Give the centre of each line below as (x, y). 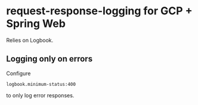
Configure (18, 73)
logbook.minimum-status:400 (41, 84)
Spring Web (36, 24)
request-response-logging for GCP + (99, 11)
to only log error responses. (40, 95)
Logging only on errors (49, 59)
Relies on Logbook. (30, 40)
